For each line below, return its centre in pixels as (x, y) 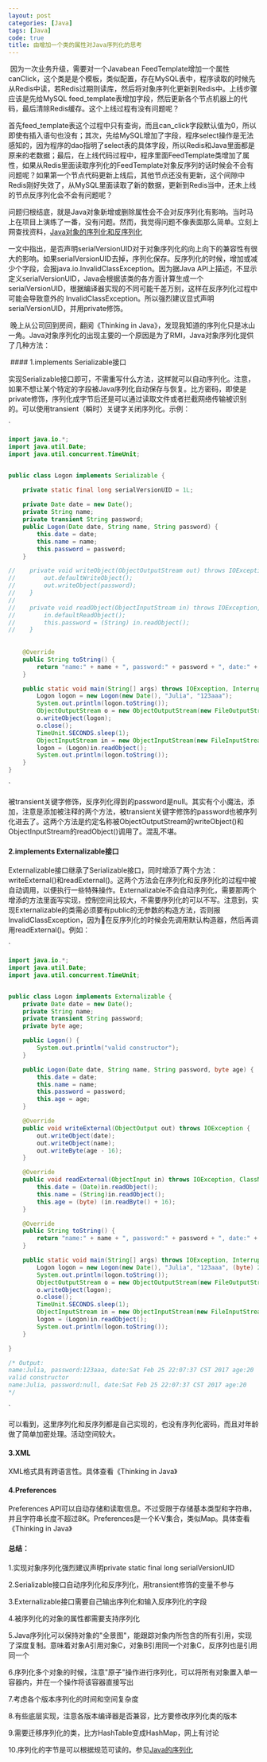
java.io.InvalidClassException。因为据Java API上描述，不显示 (157, 269)
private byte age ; (53, 1026)
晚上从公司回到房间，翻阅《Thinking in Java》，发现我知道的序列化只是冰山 (133, 325)
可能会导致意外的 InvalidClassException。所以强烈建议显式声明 (111, 298)
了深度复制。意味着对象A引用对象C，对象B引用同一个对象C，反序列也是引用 (133, 1645)
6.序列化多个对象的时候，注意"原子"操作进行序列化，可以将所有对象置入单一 (133, 1672)
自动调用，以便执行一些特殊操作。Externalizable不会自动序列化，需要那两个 (132, 890)
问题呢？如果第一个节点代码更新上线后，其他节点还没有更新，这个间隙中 (126, 175)
